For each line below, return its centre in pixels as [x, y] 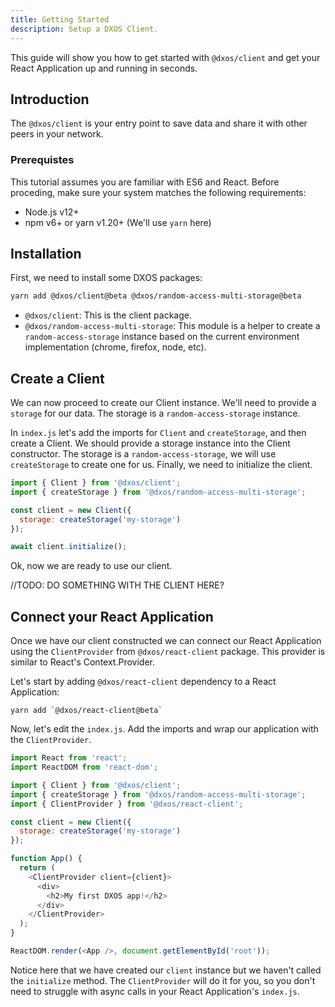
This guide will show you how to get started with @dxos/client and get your [165, 57]
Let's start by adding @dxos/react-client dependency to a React [143, 682]
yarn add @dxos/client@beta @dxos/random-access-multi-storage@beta [156, 296]
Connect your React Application [112, 616]
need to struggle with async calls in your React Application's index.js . [155, 991]
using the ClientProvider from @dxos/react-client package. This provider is [168, 652]
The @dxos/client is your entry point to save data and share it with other [159, 123]
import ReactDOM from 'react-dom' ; [84, 767]
